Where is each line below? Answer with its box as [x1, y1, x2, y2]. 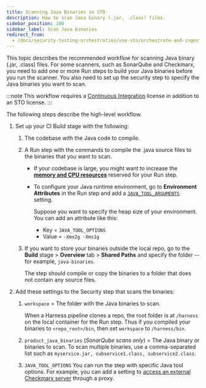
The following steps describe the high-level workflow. [6, 111, 142, 118]
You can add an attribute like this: [33, 215, 118, 221]
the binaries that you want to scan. [24, 153, 112, 160]
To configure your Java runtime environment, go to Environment [33, 183, 197, 190]
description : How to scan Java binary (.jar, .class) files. [6, 15, 166, 21]
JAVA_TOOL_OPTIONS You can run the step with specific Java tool [24, 362, 184, 368]
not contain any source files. [24, 276, 97, 283]
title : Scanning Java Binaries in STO [6, 9, 105, 15]
